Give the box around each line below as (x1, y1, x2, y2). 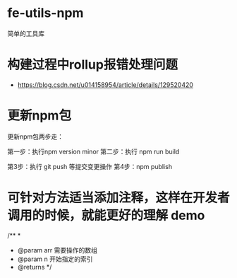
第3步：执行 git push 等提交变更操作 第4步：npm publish (7, 162, 173, 170)
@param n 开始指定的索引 (17, 255, 93, 263)
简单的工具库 (7, 29, 44, 37)
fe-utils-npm (7, 5, 84, 21)
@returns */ (17, 262, 52, 271)
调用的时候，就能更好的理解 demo (7, 207, 205, 224)
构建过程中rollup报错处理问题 (7, 57, 178, 73)
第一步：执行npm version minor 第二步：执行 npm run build (7, 147, 180, 156)
